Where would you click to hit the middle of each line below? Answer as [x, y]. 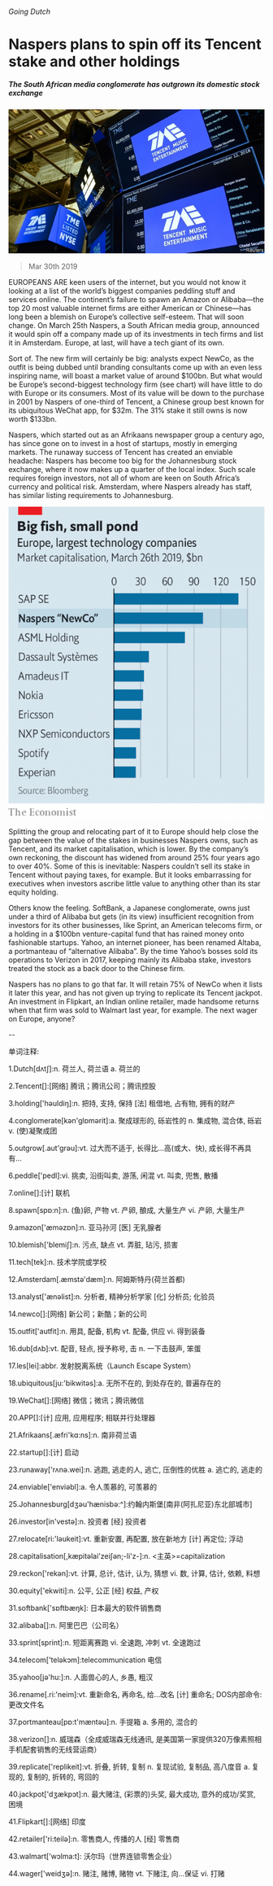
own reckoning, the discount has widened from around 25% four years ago [134, 857]
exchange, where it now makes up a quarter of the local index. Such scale [132, 470]
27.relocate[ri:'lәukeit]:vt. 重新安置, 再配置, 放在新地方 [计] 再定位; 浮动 [126, 1538]
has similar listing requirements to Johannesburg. [91, 496]
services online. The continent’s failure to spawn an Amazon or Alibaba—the [136, 300]
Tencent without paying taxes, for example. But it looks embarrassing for [130, 874]
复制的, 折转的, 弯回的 [63, 1777]
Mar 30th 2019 [53, 267]
